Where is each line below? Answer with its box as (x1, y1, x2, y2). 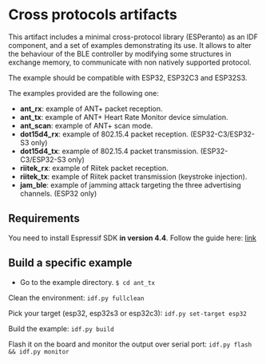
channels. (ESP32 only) (19, 188, 97, 198)
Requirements (8, 212, 80, 225)
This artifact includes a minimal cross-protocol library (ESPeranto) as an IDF (8, 32, 258, 42)
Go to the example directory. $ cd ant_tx (19, 277, 156, 287)
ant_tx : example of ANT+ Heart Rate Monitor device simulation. (19, 112, 228, 121)
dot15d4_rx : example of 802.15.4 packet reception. (19, 129, 189, 139)
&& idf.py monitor (8, 347, 69, 356)
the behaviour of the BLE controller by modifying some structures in (8, 49, 232, 58)
